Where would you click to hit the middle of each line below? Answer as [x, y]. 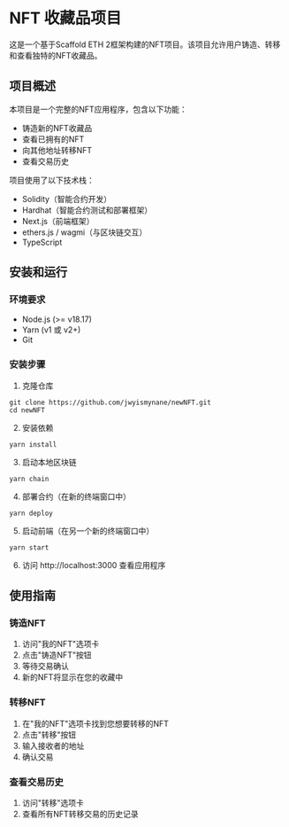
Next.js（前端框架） [58, 221]
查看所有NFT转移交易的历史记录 [80, 814]
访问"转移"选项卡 [53, 803]
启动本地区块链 [49, 462]
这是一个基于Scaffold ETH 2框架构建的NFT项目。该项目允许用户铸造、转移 [145, 44]
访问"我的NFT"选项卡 [61, 644]
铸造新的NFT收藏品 [57, 128]
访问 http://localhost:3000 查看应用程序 [94, 565]
